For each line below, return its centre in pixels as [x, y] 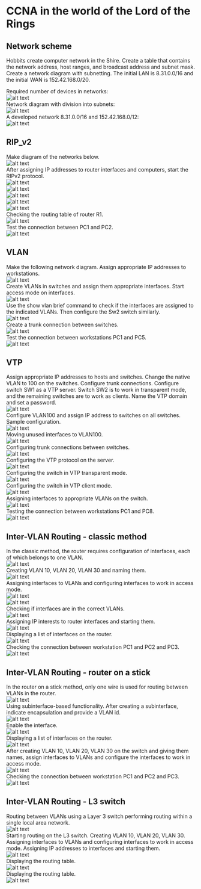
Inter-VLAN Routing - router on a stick [79, 672]
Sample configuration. [34, 422]
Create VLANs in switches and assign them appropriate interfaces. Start [95, 286]
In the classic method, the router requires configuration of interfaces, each [98, 551]
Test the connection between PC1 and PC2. [60, 227]
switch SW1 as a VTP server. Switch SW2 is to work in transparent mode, [96, 390]
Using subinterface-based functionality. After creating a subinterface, [92, 706]
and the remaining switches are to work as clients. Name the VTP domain [97, 396]
